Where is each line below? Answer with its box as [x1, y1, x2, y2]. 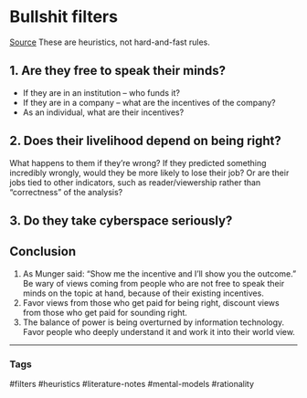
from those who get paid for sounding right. [22, 307, 187, 318]
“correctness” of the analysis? [9, 186, 123, 197]
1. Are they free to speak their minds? [9, 63, 227, 79]
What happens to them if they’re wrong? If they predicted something [9, 157, 267, 168]
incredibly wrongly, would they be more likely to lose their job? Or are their [9, 167, 290, 178]
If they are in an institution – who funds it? [22, 87, 181, 98]
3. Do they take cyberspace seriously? [9, 213, 233, 228]
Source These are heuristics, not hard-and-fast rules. [9, 37, 210, 47]
